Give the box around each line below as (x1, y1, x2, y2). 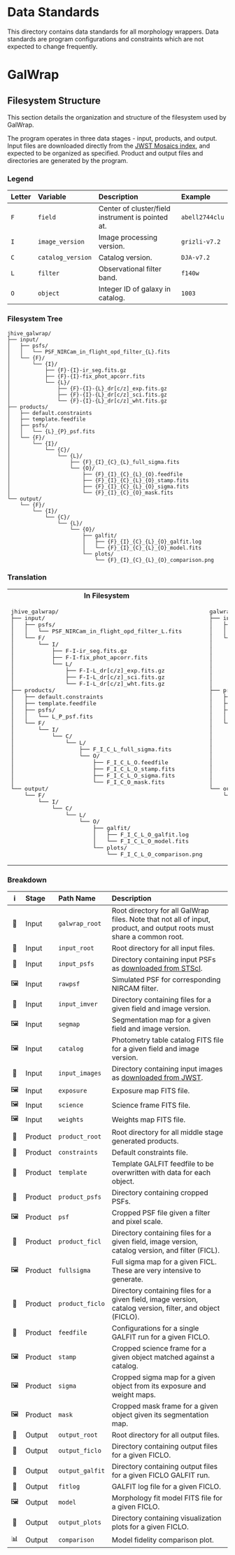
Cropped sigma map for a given (111, 1372, 215, 1382)
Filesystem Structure (7, 94, 101, 106)
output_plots (58, 1519, 101, 1526)
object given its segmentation (111, 1410, 209, 1420)
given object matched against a (111, 1352, 215, 1362)
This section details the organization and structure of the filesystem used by (7, 113, 227, 121)
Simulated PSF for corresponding (111, 975, 221, 985)
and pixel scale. (111, 1217, 163, 1227)
